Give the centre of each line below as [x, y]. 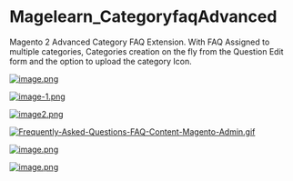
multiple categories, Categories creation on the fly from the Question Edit [146, 51]
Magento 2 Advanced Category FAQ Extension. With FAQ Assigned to [140, 42]
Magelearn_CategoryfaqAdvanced [143, 17]
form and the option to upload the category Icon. [101, 61]
